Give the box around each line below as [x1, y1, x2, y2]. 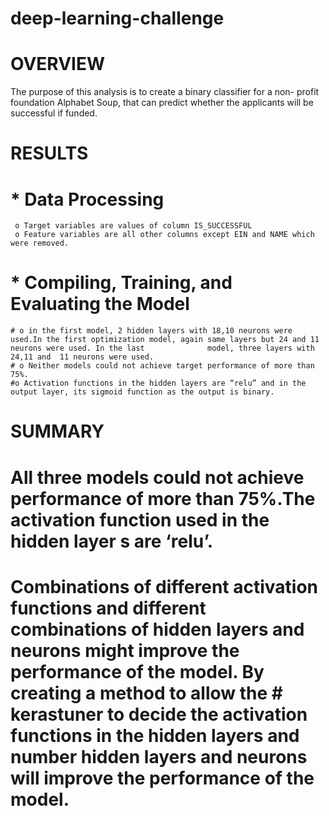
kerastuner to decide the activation [10, 703, 308, 726]
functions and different [10, 597, 207, 619]
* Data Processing [10, 188, 165, 211]
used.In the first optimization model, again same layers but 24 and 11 [10, 335, 320, 345]
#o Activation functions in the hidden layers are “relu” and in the [10, 378, 307, 389]
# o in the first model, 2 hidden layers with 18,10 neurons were [10, 326, 293, 336]
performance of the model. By [10, 660, 265, 683]
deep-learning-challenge [10, 7, 225, 30]
